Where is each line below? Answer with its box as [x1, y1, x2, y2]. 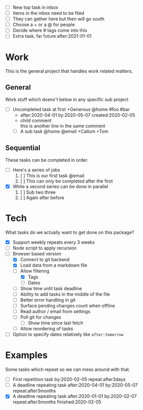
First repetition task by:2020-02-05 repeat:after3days [12, 376, 126, 382]
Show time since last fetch [27, 320, 83, 326]
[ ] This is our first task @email [20, 173, 85, 179]
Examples [5, 349, 48, 361]
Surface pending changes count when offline [20, 302, 116, 309]
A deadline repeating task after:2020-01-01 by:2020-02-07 [12, 393, 137, 399]
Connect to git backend [20, 257, 70, 263]
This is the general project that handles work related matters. [5, 68, 133, 74]
